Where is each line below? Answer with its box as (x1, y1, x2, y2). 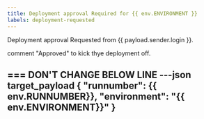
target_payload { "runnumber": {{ (7, 80, 157, 91)
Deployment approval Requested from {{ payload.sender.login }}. (7, 35, 194, 44)
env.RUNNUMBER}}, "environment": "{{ (7, 91, 185, 102)
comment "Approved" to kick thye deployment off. (7, 49, 151, 57)
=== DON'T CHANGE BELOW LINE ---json (7, 68, 191, 80)
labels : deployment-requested (7, 17, 95, 24)
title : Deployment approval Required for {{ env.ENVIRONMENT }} (7, 10, 198, 17)
